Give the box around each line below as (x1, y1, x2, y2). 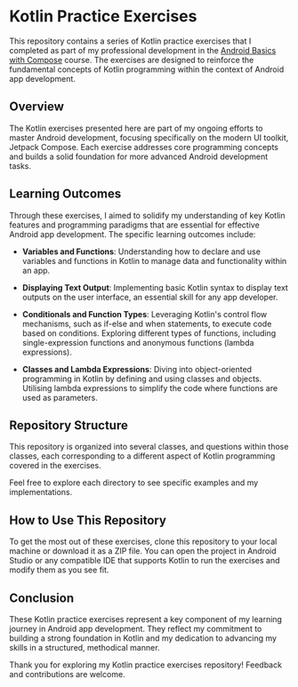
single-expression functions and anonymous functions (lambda (21, 337, 254, 347)
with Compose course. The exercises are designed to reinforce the (9, 54, 254, 65)
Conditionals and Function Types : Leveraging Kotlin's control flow (21, 308, 268, 319)
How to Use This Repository (9, 513, 167, 528)
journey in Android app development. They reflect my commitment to (9, 624, 262, 634)
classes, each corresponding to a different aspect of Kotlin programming (9, 451, 276, 461)
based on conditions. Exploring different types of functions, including (21, 327, 277, 339)
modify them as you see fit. (9, 564, 109, 575)
